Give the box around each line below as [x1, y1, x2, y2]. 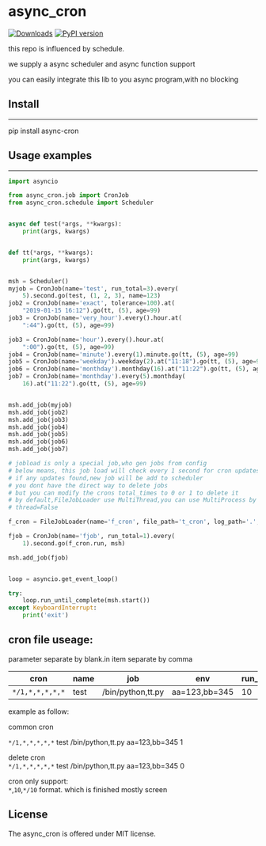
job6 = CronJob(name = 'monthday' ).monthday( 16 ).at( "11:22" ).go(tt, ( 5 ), [8, 365, 249, 374]
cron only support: [8, 776, 69, 786]
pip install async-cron [8, 126, 79, 135]
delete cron [8, 753, 46, 762]
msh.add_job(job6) [8, 438, 69, 446]
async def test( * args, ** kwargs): [8, 220, 123, 228]
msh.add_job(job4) [8, 423, 69, 431]
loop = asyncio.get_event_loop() [8, 575, 119, 583]
